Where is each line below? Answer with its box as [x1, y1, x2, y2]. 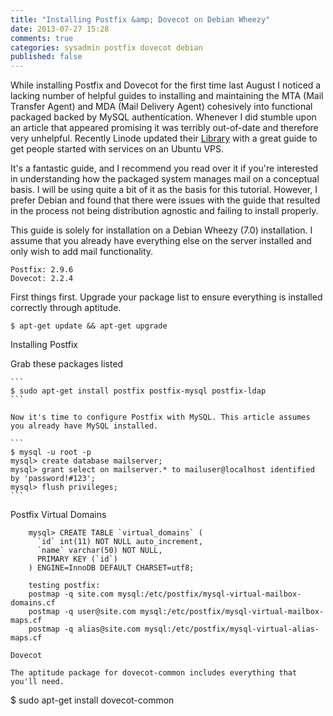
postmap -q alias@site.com [28, 624, 141, 635]
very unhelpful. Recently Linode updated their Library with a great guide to [10, 132, 318, 145]
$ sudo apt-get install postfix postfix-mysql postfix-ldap [10, 386, 267, 396]
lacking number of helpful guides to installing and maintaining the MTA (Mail [10, 90, 324, 102]
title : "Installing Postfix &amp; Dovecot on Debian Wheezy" [10, 14, 271, 25]
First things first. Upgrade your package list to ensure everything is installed [10, 291, 323, 303]
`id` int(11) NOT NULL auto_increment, [36, 537, 203, 547]
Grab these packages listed [10, 358, 124, 370]
